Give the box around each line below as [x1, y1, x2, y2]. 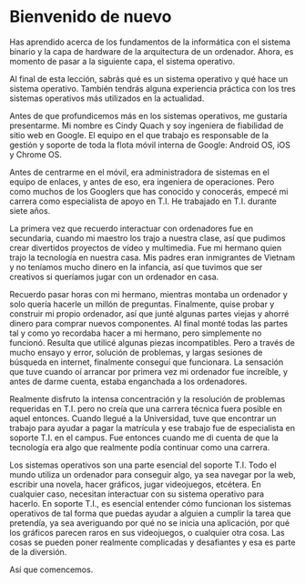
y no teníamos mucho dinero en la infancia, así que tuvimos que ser [9, 261, 263, 272]
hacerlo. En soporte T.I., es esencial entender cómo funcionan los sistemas [9, 498, 291, 508]
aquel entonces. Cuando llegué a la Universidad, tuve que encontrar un [9, 412, 277, 424]
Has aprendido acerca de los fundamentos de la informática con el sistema [9, 36, 291, 47]
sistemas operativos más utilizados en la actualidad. [9, 93, 205, 104]
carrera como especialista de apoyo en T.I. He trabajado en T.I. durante [9, 196, 278, 206]
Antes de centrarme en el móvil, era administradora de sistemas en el [9, 166, 270, 177]
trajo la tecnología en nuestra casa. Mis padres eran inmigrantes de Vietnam [9, 252, 296, 263]
